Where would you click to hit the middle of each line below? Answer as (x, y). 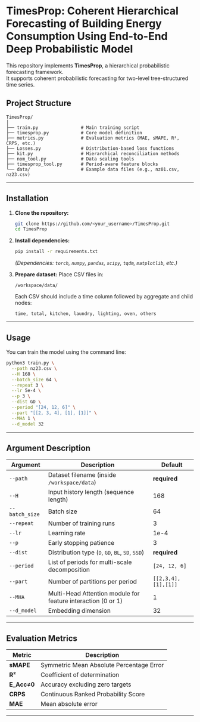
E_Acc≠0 (22, 684)
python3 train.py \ (30, 363)
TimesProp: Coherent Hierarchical (92, 11)
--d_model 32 (28, 424)
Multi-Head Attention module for (94, 594)
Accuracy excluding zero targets (86, 684)
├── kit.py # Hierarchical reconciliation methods (93, 153)
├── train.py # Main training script (73, 127)
